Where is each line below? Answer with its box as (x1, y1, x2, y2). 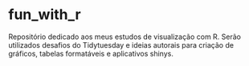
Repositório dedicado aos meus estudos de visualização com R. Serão (8, 32, 242, 41)
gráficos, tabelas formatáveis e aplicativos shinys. (8, 49, 174, 58)
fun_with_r (8, 6, 82, 24)
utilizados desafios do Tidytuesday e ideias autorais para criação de (8, 40, 235, 49)
